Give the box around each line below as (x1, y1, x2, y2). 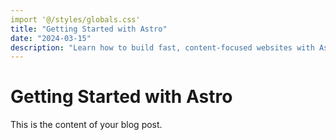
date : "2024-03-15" (10, 33, 92, 43)
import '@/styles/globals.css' (10, 14, 141, 25)
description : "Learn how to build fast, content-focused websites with (10, 42, 315, 53)
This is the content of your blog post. (10, 119, 163, 131)
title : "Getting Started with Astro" (10, 24, 168, 34)
